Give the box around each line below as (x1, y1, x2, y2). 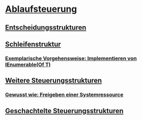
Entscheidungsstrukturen (5, 23, 86, 32)
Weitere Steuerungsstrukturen (5, 76, 102, 85)
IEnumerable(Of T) (5, 61, 51, 68)
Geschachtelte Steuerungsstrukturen (5, 107, 124, 115)
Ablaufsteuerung (5, 3, 77, 15)
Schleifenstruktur (5, 40, 61, 48)
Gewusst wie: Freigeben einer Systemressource (5, 91, 124, 98)
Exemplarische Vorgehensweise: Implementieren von (5, 55, 137, 61)
